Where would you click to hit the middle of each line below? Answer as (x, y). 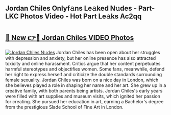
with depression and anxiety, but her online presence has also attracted (81, 58)
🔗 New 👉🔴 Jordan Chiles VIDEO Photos (70, 38)
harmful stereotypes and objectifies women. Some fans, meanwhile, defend (85, 69)
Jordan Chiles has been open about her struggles (108, 52)
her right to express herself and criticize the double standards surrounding (84, 74)
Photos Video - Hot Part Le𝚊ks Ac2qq (81, 17)
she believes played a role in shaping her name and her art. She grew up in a (86, 85)
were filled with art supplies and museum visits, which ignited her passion (83, 96)
